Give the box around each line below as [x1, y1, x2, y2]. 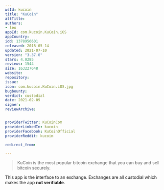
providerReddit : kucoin [5, 133, 54, 138]
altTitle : [5, 16, 25, 21]
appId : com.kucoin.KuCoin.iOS [5, 30, 67, 35]
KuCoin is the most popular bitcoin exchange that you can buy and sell [17, 160, 160, 166]
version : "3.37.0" [5, 52, 43, 57]
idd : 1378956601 [5, 39, 38, 44]
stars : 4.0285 [5, 57, 34, 62]
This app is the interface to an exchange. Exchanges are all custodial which [5, 174, 157, 180]
